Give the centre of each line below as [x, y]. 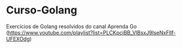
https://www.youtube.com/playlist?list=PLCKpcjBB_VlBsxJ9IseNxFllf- [92, 32]
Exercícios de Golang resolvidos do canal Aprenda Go [72, 26]
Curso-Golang [42, 10]
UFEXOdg [18, 39]
